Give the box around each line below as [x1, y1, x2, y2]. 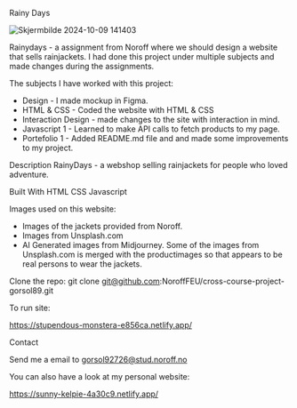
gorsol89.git [9, 285, 54, 296]
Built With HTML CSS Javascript [9, 187, 127, 196]
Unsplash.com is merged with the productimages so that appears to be [21, 249, 283, 260]
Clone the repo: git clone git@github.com [9, 276, 160, 286]
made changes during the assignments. [9, 61, 155, 71]
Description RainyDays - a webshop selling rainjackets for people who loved [9, 160, 288, 170]
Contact [9, 337, 38, 348]
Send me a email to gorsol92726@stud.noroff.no [9, 355, 188, 364]
